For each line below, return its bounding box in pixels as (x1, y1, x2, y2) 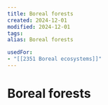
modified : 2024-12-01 (7, 23, 71, 30)
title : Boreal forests (7, 10, 74, 17)
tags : (7, 29, 23, 37)
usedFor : (7, 49, 33, 56)
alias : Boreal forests (7, 36, 74, 43)
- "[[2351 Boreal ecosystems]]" (7, 55, 102, 63)
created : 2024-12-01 (7, 17, 68, 24)
